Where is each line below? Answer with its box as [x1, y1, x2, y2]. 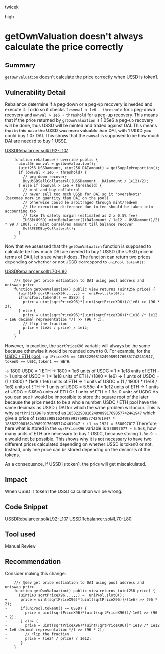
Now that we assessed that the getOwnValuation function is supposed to [5, 243, 151, 249]
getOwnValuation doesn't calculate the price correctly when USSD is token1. [5, 74, 159, 80]
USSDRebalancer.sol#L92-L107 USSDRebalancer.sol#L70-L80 [5, 516, 132, 522]
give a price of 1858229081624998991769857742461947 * [5, 415, 115, 421]
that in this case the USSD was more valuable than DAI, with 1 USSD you [5, 128, 152, 133]
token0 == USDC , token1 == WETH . [5, 358, 71, 364]
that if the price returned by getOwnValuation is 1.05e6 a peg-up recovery [5, 117, 154, 123]
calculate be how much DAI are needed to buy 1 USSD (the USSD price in [5, 248, 154, 254]
